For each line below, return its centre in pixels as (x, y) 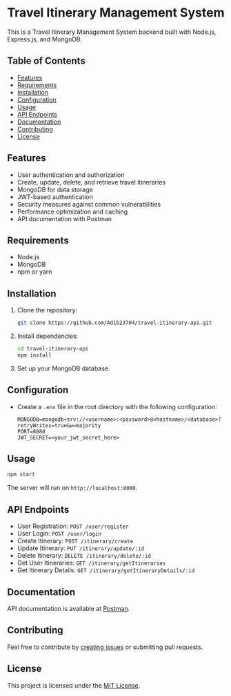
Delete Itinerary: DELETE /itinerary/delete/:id (84, 556)
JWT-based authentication (55, 197)
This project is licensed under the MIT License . (74, 685)
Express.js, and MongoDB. (45, 39)
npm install (34, 355)
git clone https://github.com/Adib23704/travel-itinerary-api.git (114, 323)
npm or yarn (34, 272)
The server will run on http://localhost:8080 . (72, 488)
